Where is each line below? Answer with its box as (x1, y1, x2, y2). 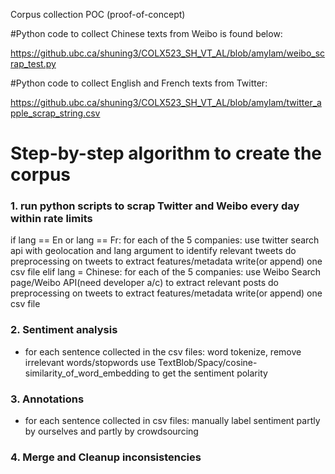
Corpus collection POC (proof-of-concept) (10, 9, 186, 20)
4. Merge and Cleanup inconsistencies (10, 450, 202, 464)
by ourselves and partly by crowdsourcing (24, 425, 199, 438)
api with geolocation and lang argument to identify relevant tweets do (10, 245, 297, 257)
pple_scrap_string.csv (10, 107, 101, 119)
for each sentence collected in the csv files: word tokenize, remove (24, 345, 302, 358)
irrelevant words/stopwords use (24, 356, 157, 368)
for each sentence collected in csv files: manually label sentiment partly (24, 415, 321, 427)
